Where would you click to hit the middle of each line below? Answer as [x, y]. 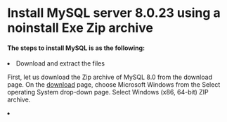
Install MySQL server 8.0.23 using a [114, 13]
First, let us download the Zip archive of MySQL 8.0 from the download [110, 77]
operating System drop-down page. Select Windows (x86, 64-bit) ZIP [108, 92]
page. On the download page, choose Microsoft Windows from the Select [114, 85]
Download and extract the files [61, 63]
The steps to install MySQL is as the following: [76, 48]
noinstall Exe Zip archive [80, 28]
